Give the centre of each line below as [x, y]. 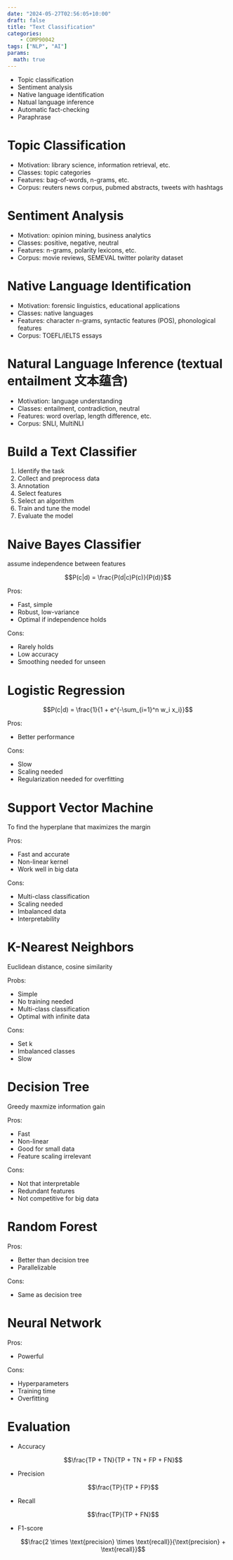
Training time [36, 1391]
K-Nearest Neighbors [71, 947]
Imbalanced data [42, 912]
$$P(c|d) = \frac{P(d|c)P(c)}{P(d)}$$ [118, 577]
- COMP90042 [37, 40]
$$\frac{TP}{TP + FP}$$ [123, 1487]
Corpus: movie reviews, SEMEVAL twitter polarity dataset [100, 257]
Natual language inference [56, 102]
